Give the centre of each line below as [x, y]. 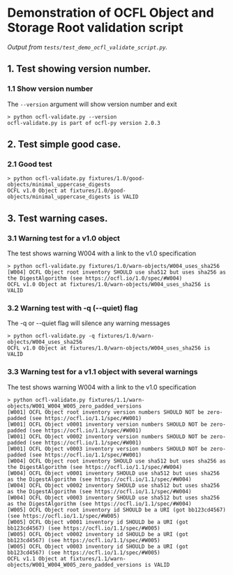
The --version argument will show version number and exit [92, 104]
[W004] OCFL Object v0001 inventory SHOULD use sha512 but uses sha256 [113, 473]
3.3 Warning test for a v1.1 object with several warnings [103, 372]
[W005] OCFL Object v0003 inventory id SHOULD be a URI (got [98, 546]
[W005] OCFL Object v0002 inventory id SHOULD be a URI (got [98, 534]
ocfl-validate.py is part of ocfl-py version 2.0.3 [84, 123]
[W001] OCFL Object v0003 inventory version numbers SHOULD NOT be [107, 449]
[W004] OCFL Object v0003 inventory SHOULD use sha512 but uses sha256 [113, 498]
